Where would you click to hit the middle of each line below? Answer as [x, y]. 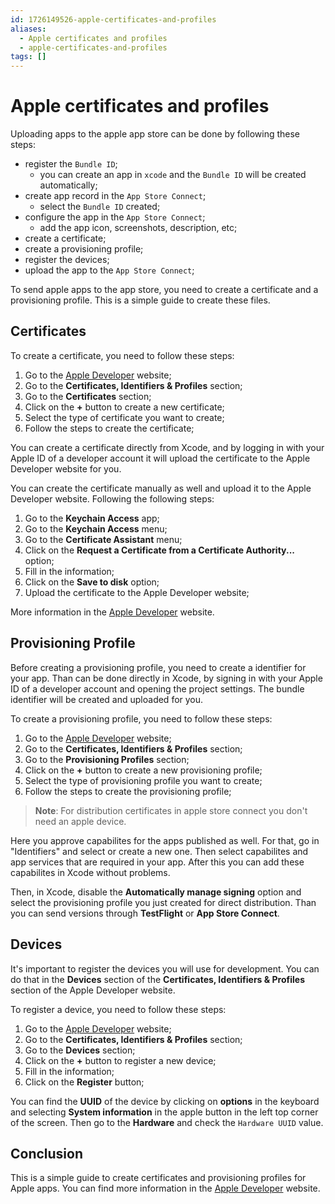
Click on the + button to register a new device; [120, 1060]
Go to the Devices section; [80, 1050]
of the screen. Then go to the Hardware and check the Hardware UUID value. [167, 1122]
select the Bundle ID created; [100, 207]
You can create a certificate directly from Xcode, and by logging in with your [167, 447]
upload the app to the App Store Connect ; [109, 270]
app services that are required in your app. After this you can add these [157, 862]
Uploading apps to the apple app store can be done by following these [155, 134]
